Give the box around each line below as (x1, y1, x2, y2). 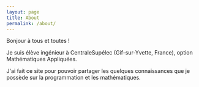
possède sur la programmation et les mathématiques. (6, 74, 141, 81)
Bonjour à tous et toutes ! (6, 37, 70, 45)
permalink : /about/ (6, 20, 56, 26)
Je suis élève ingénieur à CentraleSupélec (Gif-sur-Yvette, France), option (6, 49, 193, 56)
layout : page (6, 9, 40, 15)
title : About (6, 15, 40, 21)
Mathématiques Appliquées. (6, 56, 78, 63)
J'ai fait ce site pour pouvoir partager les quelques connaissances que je (6, 67, 190, 75)
